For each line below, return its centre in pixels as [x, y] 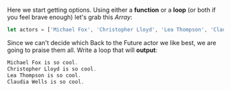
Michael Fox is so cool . [43, 62]
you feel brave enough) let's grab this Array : [70, 17]
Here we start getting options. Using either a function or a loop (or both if [111, 10]
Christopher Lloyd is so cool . [52, 69]
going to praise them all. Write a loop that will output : [82, 50]
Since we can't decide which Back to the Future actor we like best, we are [112, 42]
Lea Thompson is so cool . [44, 75]
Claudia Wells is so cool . [46, 81]
